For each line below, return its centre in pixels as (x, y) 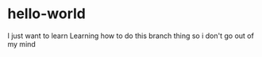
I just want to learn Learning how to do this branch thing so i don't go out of (131, 36)
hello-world (47, 14)
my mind (22, 44)
